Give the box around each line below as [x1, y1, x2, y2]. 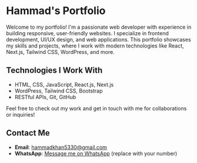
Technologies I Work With [6, 66, 103, 76]
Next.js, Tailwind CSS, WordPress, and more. [6, 48, 115, 55]
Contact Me [6, 128, 50, 138]
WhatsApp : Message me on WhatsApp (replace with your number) [14, 150, 178, 157]
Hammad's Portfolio [6, 4, 106, 18]
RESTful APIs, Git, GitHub [14, 93, 76, 100]
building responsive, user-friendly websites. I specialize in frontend [6, 29, 169, 36]
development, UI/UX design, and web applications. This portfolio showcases [6, 36, 191, 43]
